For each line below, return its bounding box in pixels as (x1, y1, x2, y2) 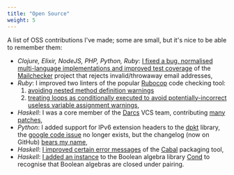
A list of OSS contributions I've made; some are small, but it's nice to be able (7, 35, 227, 44)
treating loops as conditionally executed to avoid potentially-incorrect (27, 93, 227, 101)
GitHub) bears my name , (17, 137, 88, 146)
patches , (17, 115, 43, 124)
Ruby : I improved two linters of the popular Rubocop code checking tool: (17, 78, 226, 87)
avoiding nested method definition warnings (27, 86, 155, 94)
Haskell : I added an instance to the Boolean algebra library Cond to (17, 152, 210, 160)
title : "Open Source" (7, 10, 70, 17)
